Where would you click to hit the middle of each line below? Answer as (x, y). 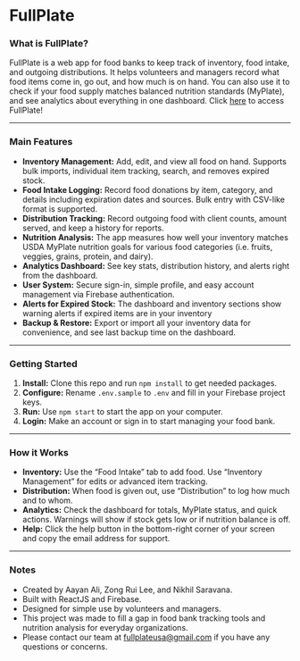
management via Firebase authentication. (99, 294)
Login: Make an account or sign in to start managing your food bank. (149, 422)
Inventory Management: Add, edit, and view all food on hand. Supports (154, 161)
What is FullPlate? (49, 44)
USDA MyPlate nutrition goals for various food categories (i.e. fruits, (147, 247)
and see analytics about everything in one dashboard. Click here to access (146, 101)
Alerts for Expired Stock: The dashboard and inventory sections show (152, 304)
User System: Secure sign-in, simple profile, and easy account (138, 284)
